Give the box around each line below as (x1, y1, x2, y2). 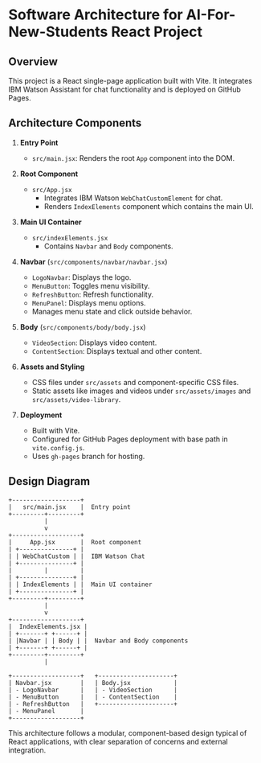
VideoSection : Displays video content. (31, 338, 157, 347)
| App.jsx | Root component (8, 538, 142, 546)
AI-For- (186, 6, 236, 24)
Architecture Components (8, 117, 142, 130)
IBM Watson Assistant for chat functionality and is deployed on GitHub (8, 84, 241, 94)
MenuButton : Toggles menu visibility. (31, 281, 150, 290)
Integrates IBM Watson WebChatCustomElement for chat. (43, 193, 223, 203)
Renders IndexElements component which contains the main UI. (43, 201, 255, 211)
